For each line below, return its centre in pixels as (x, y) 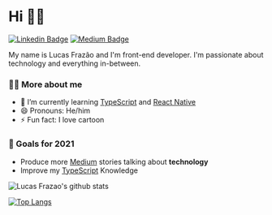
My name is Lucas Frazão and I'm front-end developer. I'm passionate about (136, 54)
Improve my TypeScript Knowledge (79, 170)
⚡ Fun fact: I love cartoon (62, 120)
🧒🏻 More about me (45, 84)
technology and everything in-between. (75, 63)
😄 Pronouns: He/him (55, 111)
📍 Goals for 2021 (41, 144)
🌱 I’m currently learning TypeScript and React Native (108, 102)
